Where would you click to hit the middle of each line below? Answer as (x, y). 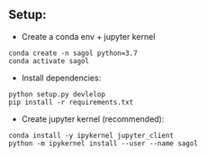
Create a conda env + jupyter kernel (88, 36)
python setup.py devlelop (57, 94)
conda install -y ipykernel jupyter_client (91, 135)
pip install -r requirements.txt (71, 102)
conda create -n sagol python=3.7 (73, 53)
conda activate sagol (49, 61)
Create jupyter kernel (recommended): (93, 119)
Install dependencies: (61, 78)
